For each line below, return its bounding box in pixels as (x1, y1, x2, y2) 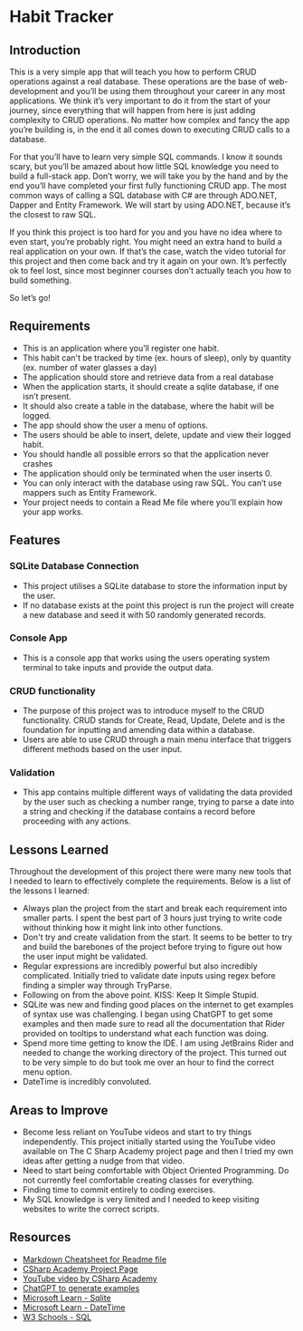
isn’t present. (22, 391, 72, 401)
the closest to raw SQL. (9, 209, 97, 219)
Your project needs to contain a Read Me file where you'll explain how (22, 497, 283, 507)
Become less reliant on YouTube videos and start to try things (22, 1126, 252, 1138)
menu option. (22, 1066, 72, 1077)
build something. (9, 275, 72, 285)
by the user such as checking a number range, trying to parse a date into (22, 796, 295, 807)
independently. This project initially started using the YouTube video (22, 1136, 276, 1147)
